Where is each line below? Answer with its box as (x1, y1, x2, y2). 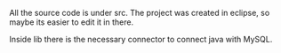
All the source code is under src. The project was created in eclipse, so (9, 8, 270, 18)
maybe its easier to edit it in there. (9, 17, 134, 27)
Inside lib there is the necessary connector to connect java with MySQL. (9, 34, 273, 44)
